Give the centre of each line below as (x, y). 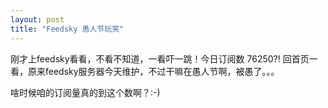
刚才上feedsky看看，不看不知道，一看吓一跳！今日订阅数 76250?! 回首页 (160, 58)
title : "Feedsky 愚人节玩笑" (67, 29)
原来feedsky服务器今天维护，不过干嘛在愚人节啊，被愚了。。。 (153, 71)
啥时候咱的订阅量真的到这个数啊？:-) (85, 92)
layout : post (37, 19)
